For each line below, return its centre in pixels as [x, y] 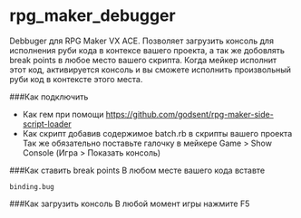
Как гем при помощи [63, 114]
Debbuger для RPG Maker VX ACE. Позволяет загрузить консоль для [142, 41]
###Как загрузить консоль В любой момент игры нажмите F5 [130, 204]
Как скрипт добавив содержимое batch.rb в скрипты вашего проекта [157, 133]
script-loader [47, 124]
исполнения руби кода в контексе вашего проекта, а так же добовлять [147, 50]
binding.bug [32, 186]
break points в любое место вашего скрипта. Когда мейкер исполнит [143, 60]
